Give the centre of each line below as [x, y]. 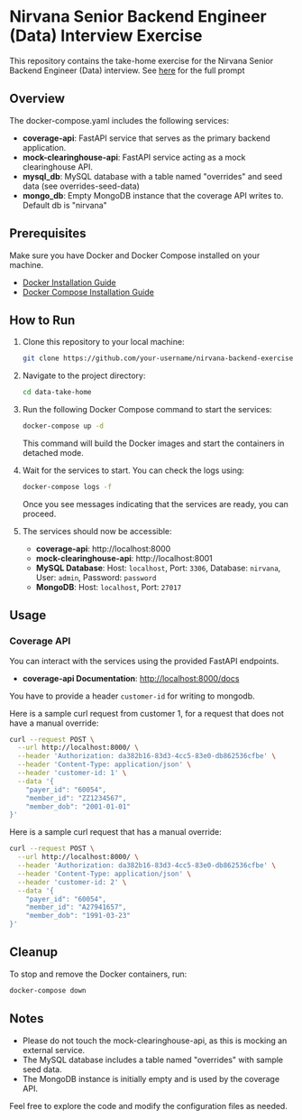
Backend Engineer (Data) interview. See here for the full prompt [127, 70]
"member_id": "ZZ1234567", [76, 798]
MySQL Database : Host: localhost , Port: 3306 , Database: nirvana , [158, 568]
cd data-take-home [57, 393]
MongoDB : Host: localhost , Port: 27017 [109, 587]
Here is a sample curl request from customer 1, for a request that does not [146, 713]
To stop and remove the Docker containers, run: [98, 974]
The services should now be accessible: [97, 531]
